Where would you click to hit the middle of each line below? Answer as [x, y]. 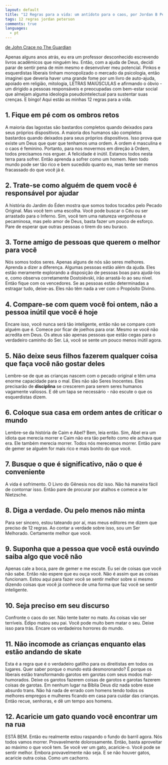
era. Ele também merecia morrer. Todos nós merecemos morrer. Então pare [83, 443]
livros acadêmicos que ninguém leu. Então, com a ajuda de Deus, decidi [79, 62]
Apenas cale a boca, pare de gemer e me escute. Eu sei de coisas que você [83, 568]
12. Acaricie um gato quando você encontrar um [81, 717]
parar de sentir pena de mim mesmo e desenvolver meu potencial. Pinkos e [83, 67]
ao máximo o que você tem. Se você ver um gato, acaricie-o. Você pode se [83, 747]
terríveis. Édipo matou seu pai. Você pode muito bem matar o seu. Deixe [79, 623]
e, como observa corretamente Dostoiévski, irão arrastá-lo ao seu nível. [79, 278]
